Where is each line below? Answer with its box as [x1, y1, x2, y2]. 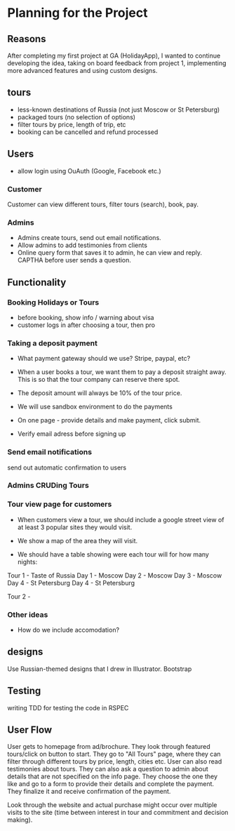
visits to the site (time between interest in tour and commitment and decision [7, 809, 229, 817]
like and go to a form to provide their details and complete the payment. [7, 780, 215, 788]
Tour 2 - [7, 592, 31, 601]
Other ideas [7, 609, 48, 619]
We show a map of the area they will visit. [17, 536, 138, 545]
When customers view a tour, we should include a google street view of [17, 515, 224, 524]
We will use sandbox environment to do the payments [17, 402, 173, 411]
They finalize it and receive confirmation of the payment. [7, 787, 171, 796]
